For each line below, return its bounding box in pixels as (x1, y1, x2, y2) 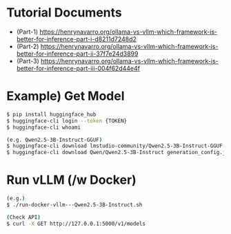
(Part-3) (16, 56, 39, 65)
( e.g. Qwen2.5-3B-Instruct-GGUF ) (6, 136, 103, 143)
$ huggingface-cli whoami (6, 124, 81, 131)
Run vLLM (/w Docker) (6, 172, 137, 188)
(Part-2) (16, 42, 39, 50)
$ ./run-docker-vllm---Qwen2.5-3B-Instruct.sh (6, 201, 143, 208)
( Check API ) (6, 213, 41, 221)
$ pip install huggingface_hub (6, 111, 97, 118)
